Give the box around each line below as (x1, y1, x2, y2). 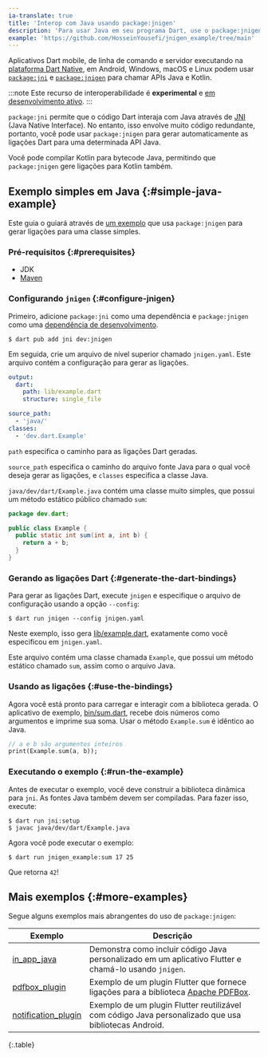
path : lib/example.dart (22, 388, 102, 396)
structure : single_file (22, 396, 102, 404)
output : (8, 373, 34, 381)
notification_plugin (12, 1010, 82, 1021)
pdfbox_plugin (12, 982, 66, 993)
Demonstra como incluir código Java (89, 944, 227, 955)
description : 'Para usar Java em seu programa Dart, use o (8, 26, 209, 34)
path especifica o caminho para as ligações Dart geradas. (8, 446, 198, 456)
